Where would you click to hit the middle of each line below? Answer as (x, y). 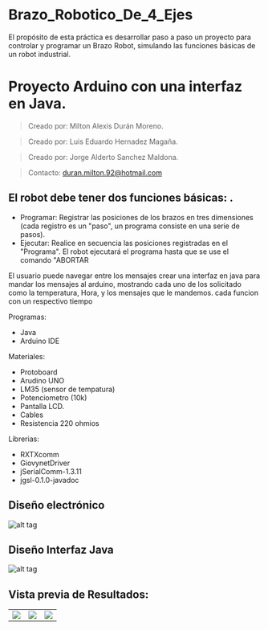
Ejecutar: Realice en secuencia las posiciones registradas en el (124, 243)
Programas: (27, 317)
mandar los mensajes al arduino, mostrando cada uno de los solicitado (125, 284)
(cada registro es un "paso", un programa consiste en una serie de (130, 226)
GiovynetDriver (45, 463)
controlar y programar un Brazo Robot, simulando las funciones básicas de (132, 45)
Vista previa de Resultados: (79, 594)
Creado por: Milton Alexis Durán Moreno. (95, 125)
